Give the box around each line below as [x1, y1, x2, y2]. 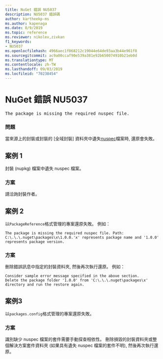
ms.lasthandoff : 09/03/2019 [5, 67, 63, 72]
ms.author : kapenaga [5, 21, 48, 26]
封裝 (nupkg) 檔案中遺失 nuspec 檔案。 [5, 165, 84, 171]
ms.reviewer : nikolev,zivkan [5, 35, 65, 40]
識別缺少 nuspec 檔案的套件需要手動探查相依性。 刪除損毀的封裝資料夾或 [5, 336, 153, 342]
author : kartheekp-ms [5, 16, 50, 21]
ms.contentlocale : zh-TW [5, 62, 56, 67]
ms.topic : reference [5, 30, 48, 35]
